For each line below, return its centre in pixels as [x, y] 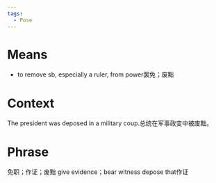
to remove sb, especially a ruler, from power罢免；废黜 [95, 74]
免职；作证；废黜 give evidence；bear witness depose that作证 [98, 172]
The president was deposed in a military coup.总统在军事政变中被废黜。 [110, 123]
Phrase [28, 152]
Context [31, 103]
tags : [15, 14]
